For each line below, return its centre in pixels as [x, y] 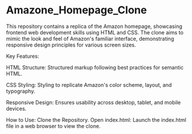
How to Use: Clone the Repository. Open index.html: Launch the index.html [96, 119]
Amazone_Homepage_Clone [77, 10]
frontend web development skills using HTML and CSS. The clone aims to [95, 32]
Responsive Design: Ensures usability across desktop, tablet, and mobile [93, 102]
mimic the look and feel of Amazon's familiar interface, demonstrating [90, 38]
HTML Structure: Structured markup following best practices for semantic [95, 67]
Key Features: [23, 56]
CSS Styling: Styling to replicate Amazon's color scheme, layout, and [89, 84]
